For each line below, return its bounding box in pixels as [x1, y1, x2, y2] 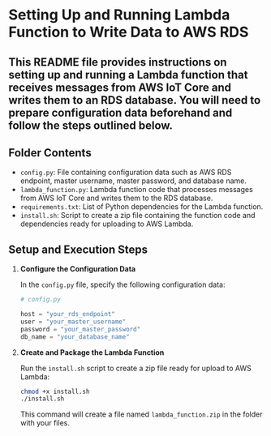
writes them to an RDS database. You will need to [8, 93, 261, 107]
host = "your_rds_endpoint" [19, 310, 115, 318]
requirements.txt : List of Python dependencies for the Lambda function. [19, 202, 264, 212]
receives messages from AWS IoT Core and [8, 80, 232, 94]
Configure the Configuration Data [19, 264, 136, 274]
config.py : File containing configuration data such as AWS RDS [19, 168, 232, 177]
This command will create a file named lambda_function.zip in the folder [19, 409, 263, 419]
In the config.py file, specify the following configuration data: [19, 280, 226, 289]
